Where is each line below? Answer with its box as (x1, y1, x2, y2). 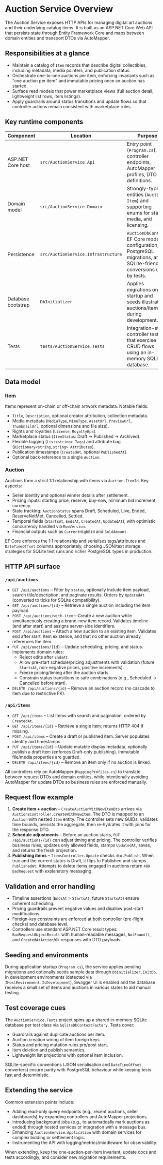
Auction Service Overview (5, 3, 113, 15)
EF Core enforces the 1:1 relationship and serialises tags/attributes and (5, 538, 146, 544)
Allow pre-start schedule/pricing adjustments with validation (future (19, 659, 155, 665)
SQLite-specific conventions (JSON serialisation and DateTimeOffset (5, 1062, 142, 1067)
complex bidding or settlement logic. (12, 1134, 86, 1140)
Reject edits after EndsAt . (19, 654, 69, 660)
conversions (127, 266, 155, 273)
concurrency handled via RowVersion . (12, 523, 86, 529)
